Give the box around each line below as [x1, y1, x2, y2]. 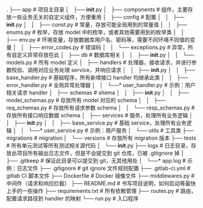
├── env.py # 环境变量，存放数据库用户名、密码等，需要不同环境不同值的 [6, 36, 190, 43]
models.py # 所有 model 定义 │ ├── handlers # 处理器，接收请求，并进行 [6, 59, 192, 66]
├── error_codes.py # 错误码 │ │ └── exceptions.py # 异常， [28, 44, 188, 51]
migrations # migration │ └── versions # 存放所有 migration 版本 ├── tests [6, 134, 196, 141]
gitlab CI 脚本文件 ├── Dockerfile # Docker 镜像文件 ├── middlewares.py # [6, 172, 195, 179]
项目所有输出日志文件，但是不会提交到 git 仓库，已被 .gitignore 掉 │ [16, 149, 185, 157]
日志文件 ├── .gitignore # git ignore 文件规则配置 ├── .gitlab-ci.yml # [16, 164, 191, 172]
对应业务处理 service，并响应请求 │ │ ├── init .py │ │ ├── [37, 67, 195, 73]
